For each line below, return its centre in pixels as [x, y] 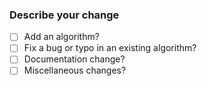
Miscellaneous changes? [75, 70]
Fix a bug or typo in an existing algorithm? [110, 48]
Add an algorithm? [61, 37]
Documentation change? [74, 59]
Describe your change [64, 15]
